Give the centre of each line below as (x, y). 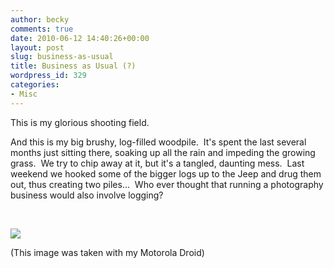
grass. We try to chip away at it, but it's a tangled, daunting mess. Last (157, 163)
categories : (35, 85)
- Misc (24, 94)
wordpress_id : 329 (48, 76)
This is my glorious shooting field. (80, 122)
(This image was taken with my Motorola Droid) (107, 252)
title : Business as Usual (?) (73, 66)
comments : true (42, 29)
